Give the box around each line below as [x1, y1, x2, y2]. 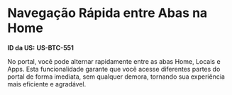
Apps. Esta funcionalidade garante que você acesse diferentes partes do [7, 65, 221, 73]
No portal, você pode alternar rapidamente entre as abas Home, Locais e [7, 57, 221, 65]
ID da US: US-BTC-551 [7, 43, 74, 52]
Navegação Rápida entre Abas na [7, 5, 208, 21]
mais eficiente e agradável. [7, 79, 87, 88]
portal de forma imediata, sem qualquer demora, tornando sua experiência [7, 72, 226, 81]
